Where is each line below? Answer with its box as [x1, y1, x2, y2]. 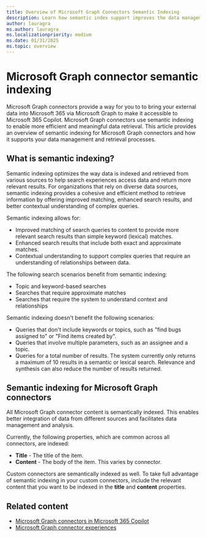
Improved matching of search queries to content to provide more [15, 226, 179, 233]
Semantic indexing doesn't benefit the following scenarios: [6, 314, 155, 321]
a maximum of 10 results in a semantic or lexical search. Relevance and [15, 358, 195, 366]
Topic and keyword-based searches [15, 282, 107, 290]
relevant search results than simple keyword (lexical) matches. [15, 233, 174, 240]
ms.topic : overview [6, 44, 56, 50]
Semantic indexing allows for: [6, 214, 81, 222]
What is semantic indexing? [6, 153, 115, 164]
